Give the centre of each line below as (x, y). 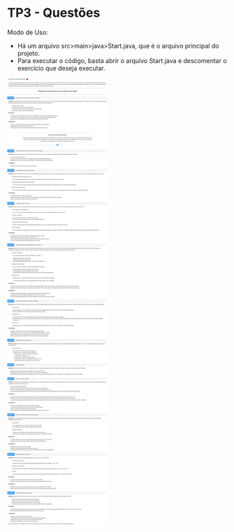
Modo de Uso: (28, 32)
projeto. (29, 53)
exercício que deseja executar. (61, 68)
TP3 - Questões (54, 13)
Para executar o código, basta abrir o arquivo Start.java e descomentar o (122, 60)
